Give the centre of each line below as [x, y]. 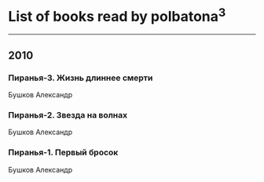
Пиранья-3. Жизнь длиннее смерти [81, 78]
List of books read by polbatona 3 [117, 15]
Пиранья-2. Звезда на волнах [68, 115]
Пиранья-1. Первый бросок [63, 152]
